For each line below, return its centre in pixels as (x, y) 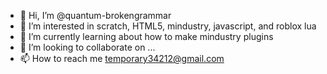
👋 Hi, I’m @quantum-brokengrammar (95, 15)
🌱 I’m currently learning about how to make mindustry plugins (146, 36)
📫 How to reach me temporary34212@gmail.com (122, 58)
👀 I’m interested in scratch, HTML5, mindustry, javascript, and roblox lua (168, 26)
